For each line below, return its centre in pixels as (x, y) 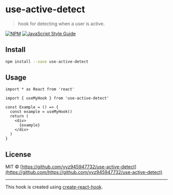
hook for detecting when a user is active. (61, 24)
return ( (19, 116)
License (18, 154)
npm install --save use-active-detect (47, 62)
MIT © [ (14, 167)
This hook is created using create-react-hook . (54, 187)
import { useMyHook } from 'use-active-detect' (57, 99)
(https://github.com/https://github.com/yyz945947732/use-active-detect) (84, 172)
